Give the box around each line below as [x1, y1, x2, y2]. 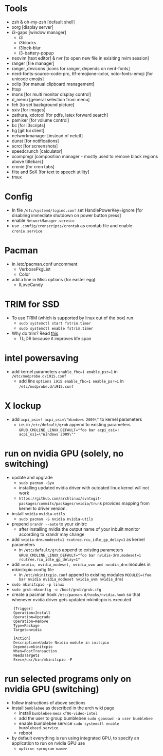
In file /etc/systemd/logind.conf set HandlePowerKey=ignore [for [11, 207, 143, 213]
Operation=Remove [13, 619, 49, 624]
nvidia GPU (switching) [4, 684, 99, 695]
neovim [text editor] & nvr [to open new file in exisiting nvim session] [11, 55, 149, 61]
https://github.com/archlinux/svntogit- [18, 496, 102, 501]
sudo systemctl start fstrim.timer [18, 321, 91, 326]
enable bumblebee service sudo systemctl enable [18, 720, 120, 726]
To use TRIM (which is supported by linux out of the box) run [11, 315, 134, 321]
